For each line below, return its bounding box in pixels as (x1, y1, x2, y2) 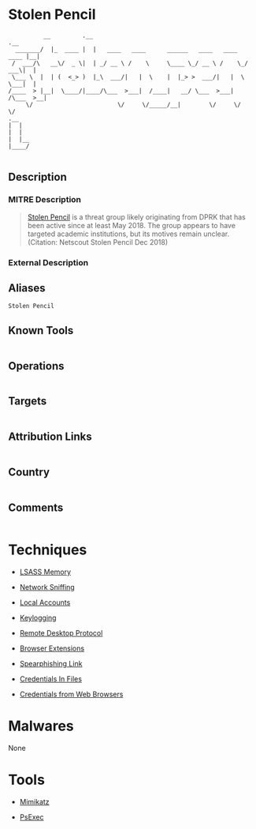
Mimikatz (19, 797, 50, 807)
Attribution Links (8, 430, 92, 444)
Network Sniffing (19, 583, 75, 592)
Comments (8, 501, 64, 514)
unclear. (203, 229, 230, 238)
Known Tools (8, 324, 74, 337)
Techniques (8, 541, 87, 559)
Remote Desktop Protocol (19, 628, 103, 638)
